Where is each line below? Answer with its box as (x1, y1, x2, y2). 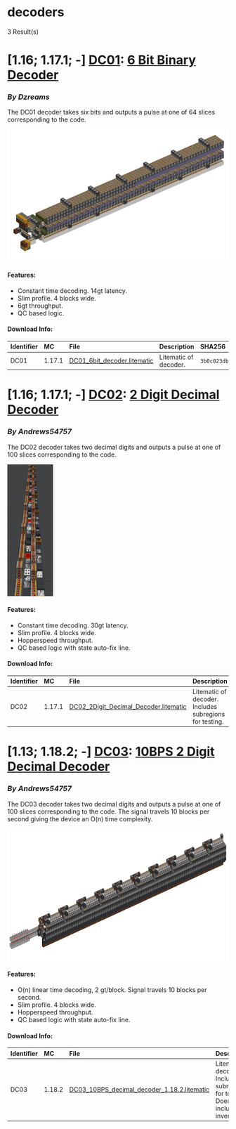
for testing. (192, 717, 224, 726)
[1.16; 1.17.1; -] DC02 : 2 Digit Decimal (7, 387, 220, 403)
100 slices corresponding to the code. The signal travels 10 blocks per (7, 807, 210, 816)
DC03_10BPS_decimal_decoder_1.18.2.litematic (69, 1085, 210, 1094)
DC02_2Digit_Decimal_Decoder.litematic (69, 702, 187, 710)
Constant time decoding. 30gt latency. (17, 621, 129, 629)
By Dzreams (7, 92, 51, 102)
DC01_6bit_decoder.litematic (69, 356, 154, 365)
